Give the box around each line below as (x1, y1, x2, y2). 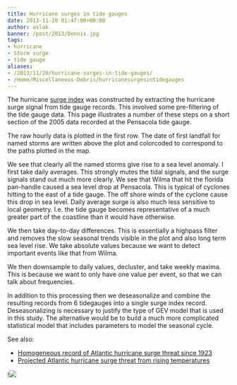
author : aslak (7, 23, 49, 30)
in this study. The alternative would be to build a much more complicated (7, 314, 219, 322)
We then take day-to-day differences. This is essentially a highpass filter (7, 227, 218, 235)
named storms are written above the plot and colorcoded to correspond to (7, 139, 224, 148)
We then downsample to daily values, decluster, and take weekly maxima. (7, 263, 221, 271)
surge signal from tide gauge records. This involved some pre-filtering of (7, 103, 219, 112)
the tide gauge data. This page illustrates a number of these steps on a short (7, 110, 230, 119)
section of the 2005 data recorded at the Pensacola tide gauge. (7, 118, 192, 126)
